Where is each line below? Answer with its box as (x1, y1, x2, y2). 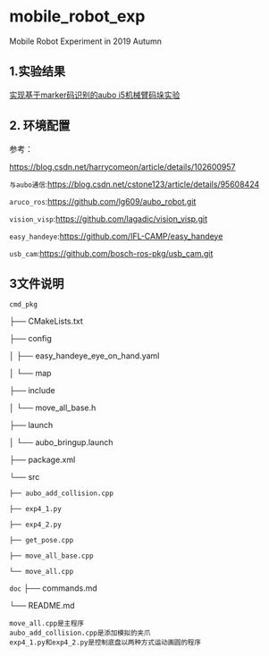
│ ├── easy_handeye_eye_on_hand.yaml (9, 350, 160, 361)
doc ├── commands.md (9, 583, 97, 593)
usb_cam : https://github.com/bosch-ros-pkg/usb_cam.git (9, 248, 214, 258)
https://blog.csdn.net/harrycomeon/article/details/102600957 (9, 161, 236, 172)
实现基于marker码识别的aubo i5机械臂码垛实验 (9, 89, 181, 100)
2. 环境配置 (9, 118, 71, 133)
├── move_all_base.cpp (9, 551, 94, 560)
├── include (9, 385, 55, 396)
